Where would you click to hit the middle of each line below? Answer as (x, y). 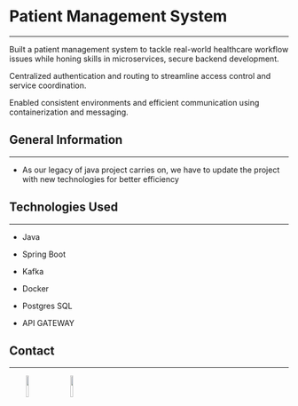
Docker (35, 288)
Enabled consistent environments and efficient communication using (134, 102)
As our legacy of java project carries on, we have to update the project (151, 170)
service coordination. (48, 85)
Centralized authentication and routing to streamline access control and (140, 76)
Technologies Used (63, 207)
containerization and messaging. (69, 112)
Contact (32, 350)
